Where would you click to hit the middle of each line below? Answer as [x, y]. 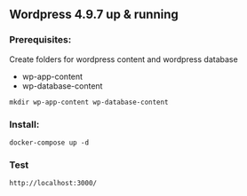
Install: [24, 124]
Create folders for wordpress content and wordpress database [123, 59]
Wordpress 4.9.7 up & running [94, 15]
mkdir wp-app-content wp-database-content [89, 102]
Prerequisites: [40, 40]
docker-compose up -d [49, 142]
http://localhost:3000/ [53, 184]
